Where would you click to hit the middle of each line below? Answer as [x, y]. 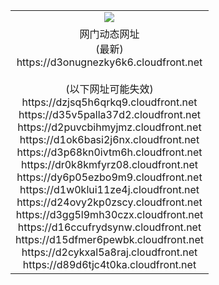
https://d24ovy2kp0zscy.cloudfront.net [109, 202]
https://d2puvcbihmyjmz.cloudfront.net [109, 127]
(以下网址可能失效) [109, 89]
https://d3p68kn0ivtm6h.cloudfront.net [109, 152]
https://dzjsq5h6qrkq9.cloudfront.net [109, 102]
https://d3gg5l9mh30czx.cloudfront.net [109, 214]
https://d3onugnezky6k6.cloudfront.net [109, 62]
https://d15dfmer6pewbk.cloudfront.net [109, 239]
